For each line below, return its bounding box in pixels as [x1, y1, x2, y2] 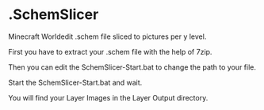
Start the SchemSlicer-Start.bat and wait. [8, 78, 143, 87]
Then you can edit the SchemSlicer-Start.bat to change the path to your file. [8, 62, 256, 72]
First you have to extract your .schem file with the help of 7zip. [8, 47, 212, 56]
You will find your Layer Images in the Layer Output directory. [8, 93, 209, 102]
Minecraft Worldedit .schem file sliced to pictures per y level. [8, 32, 207, 41]
